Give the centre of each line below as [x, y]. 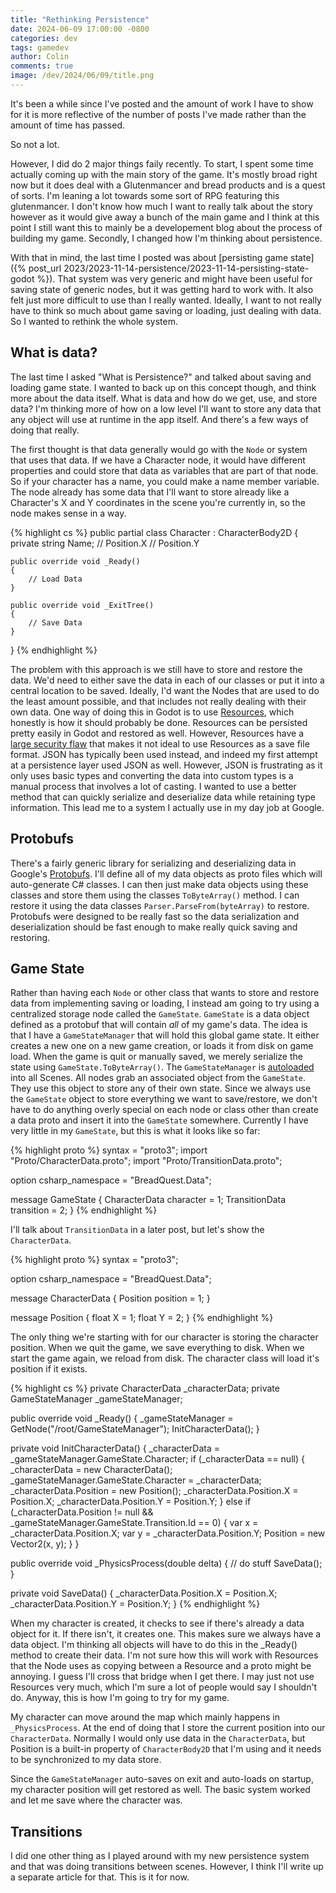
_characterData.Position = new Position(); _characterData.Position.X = [154, 1491]
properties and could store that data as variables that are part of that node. [164, 470]
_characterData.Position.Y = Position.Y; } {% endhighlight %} [135, 1604]
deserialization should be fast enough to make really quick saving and [154, 927]
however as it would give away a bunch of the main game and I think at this [165, 217]
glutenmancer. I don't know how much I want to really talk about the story [161, 206]
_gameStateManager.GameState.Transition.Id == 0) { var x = [134, 1523]
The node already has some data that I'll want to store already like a [150, 492]
